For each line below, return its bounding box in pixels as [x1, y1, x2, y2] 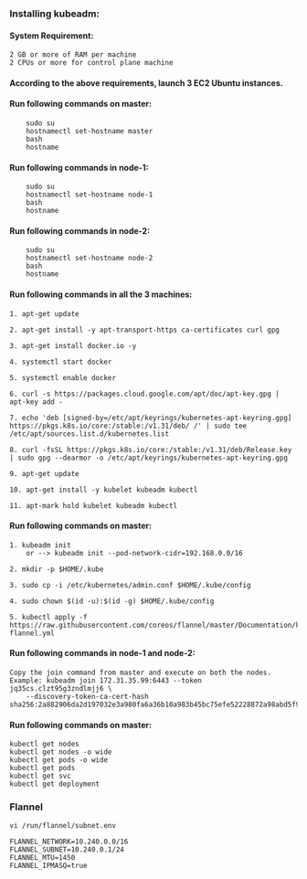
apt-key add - [9, 397, 64, 407]
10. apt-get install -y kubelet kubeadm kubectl [9, 485, 198, 494]
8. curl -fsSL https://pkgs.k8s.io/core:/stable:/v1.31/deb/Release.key [9, 445, 292, 454]
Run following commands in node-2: [9, 225, 151, 236]
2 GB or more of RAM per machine [9, 50, 137, 59]
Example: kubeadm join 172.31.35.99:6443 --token [9, 675, 203, 685]
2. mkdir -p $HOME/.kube [9, 565, 104, 574]
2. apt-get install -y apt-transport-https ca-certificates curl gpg [9, 325, 281, 334]
